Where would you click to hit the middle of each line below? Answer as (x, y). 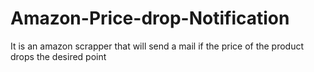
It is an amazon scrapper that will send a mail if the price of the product (157, 46)
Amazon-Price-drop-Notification (150, 18)
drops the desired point (58, 56)
